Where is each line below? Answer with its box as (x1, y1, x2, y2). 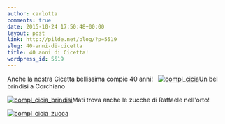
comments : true (7, 17, 52, 24)
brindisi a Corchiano (7, 82, 65, 91)
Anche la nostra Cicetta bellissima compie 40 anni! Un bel (7, 75, 218, 83)
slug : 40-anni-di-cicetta (7, 42, 82, 49)
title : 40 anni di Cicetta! (7, 49, 89, 56)
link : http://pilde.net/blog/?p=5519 (7, 36, 117, 43)
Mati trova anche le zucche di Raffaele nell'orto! (72, 95, 210, 104)
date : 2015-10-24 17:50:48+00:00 (7, 23, 105, 30)
